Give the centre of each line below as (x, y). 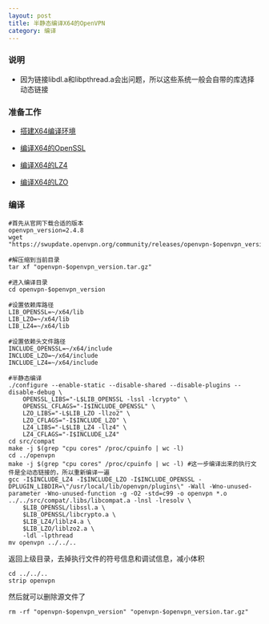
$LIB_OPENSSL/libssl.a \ (64, 508)
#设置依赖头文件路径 (37, 342)
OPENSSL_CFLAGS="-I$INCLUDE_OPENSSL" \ (89, 407)
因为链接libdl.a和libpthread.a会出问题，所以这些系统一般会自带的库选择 (137, 79)
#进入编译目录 (28, 283)
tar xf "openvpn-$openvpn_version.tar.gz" (80, 267)
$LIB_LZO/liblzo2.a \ (58, 529)
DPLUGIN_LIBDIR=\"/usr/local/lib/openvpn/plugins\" (96, 487)
